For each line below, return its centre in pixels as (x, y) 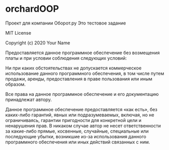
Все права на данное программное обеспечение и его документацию (82, 94)
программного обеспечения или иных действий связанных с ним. (78, 142)
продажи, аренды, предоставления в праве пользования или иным (79, 79)
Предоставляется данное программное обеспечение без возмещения (82, 53)
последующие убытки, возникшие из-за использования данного (76, 136)
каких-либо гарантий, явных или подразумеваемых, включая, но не (80, 115)
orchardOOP (32, 9)
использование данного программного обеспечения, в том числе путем (85, 73)
